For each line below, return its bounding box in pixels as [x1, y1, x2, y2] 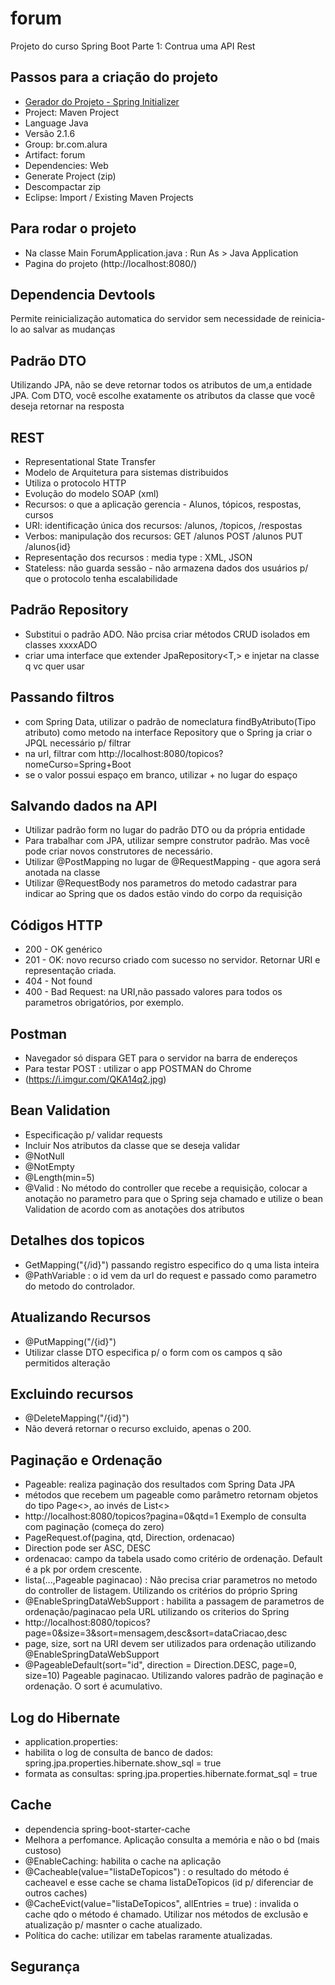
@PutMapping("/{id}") [24, 1335, 117, 1347]
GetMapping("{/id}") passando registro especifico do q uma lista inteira [24, 1258, 320, 1271]
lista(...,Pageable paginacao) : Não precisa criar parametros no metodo [24, 1574, 318, 1586]
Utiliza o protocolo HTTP [24, 477, 127, 489]
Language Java [24, 117, 89, 129]
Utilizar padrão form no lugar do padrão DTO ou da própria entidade [24, 824, 306, 836]
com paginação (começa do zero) [24, 1521, 165, 1533]
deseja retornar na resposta [10, 400, 125, 412]
